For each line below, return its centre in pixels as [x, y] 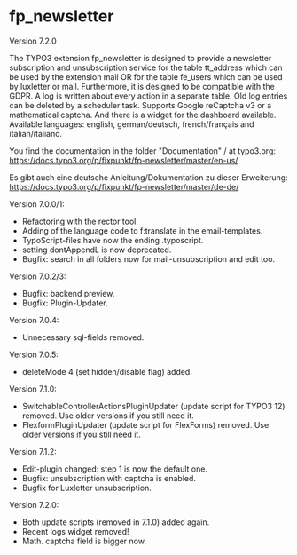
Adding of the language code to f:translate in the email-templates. [142, 230]
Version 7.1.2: [33, 451]
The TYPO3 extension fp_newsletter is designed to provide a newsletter [141, 58]
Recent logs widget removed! [76, 531]
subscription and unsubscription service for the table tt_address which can [146, 67]
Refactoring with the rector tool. [80, 221]
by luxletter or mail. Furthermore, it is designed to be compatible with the [142, 86]
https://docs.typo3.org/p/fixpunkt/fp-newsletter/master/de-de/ [124, 186]
